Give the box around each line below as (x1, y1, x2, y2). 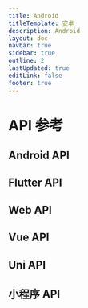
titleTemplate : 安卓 (8, 19, 74, 27)
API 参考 (8, 116, 64, 134)
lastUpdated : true (8, 64, 70, 72)
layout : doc (8, 34, 48, 43)
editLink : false (8, 72, 62, 80)
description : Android (8, 27, 81, 35)
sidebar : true (8, 49, 56, 57)
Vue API (8, 231, 50, 244)
